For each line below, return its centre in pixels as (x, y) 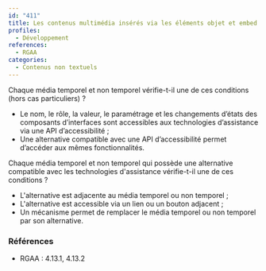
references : (28, 45)
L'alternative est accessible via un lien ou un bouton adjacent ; (121, 203)
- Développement (42, 38)
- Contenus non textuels (56, 68)
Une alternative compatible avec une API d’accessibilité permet (123, 139)
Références (31, 241)
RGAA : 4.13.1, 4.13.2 (52, 258)
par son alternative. (52, 220)
